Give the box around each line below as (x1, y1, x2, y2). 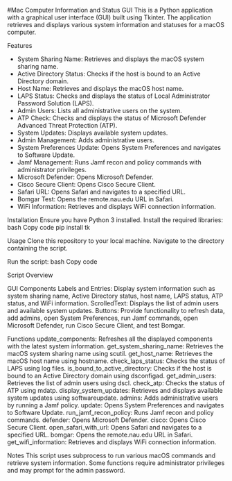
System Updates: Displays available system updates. (17, 128, 168, 137)
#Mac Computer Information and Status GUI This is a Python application (7, 6, 213, 14)
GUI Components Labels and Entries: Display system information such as (7, 285, 216, 292)
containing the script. (7, 244, 68, 252)
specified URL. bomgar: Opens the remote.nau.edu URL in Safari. (7, 430, 193, 439)
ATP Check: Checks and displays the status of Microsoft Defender (17, 114, 206, 122)
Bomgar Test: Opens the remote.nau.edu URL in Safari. (17, 195, 175, 203)
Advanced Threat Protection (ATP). (17, 121, 118, 129)
